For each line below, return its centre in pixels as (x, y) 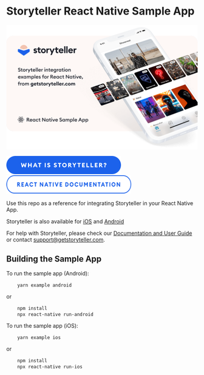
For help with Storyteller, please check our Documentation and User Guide (99, 233)
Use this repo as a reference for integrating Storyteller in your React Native (100, 203)
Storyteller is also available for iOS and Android (65, 221)
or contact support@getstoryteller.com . (56, 240)
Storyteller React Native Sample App (100, 11)
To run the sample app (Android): (48, 274)
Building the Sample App (54, 259)
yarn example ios (39, 338)
